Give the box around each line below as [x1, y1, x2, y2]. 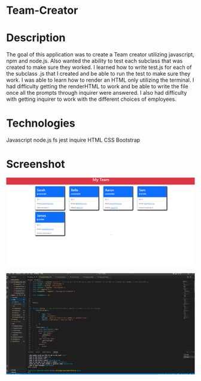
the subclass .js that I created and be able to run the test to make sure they [6, 70, 191, 77]
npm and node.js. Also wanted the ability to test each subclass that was [6, 58, 183, 65]
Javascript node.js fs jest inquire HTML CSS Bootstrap [6, 136, 141, 144]
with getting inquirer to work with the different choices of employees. [6, 95, 176, 103]
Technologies [6, 116, 76, 130]
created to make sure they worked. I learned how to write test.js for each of [6, 64, 192, 71]
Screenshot [6, 157, 65, 171]
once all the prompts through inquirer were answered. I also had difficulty [6, 89, 187, 97]
